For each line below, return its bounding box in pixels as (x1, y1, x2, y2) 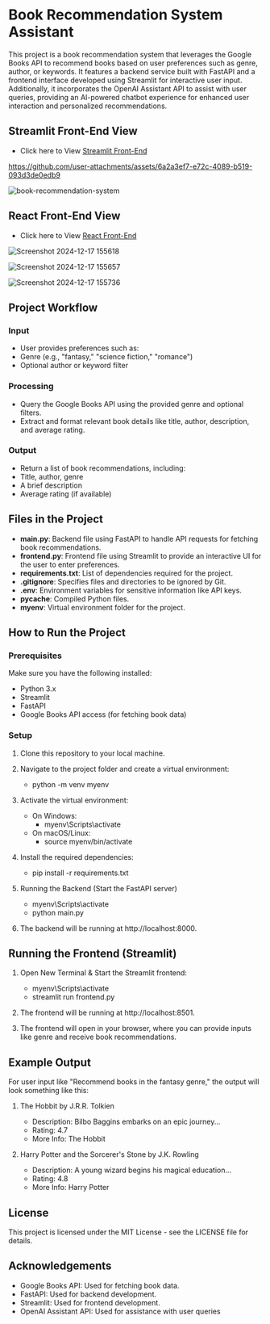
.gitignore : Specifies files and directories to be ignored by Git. (19, 576, 226, 586)
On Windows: (31, 811, 77, 820)
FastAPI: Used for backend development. (19, 1289, 157, 1299)
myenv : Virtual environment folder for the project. (19, 602, 185, 612)
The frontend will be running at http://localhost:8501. (19, 1008, 195, 1018)
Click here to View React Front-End (19, 230, 137, 240)
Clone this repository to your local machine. (19, 748, 165, 758)
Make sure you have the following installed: (8, 668, 152, 678)
